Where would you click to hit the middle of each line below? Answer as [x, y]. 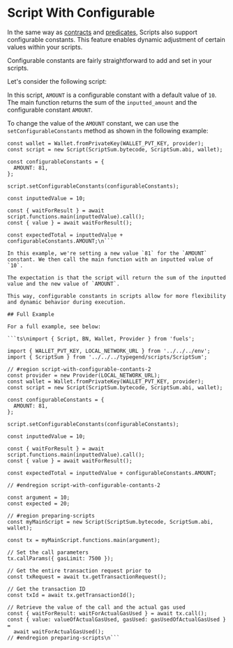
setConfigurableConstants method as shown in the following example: [108, 130]
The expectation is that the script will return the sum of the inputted [117, 278]
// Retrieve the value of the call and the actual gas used [97, 607]
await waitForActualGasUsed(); [59, 632]
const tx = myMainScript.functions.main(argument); [84, 540]
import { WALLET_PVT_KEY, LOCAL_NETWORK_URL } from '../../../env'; [109, 351]
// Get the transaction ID [46, 589]
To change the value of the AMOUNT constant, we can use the [93, 123]
